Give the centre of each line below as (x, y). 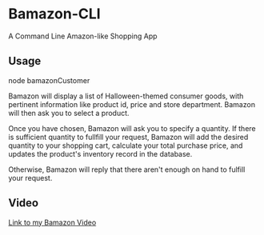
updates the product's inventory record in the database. (100, 153)
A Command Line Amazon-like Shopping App (83, 36)
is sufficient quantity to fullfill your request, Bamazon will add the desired (128, 137)
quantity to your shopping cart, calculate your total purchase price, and (126, 145)
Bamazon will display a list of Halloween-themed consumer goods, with (126, 96)
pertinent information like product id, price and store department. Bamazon (132, 104)
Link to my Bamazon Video (52, 222)
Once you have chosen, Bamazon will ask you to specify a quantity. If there (132, 128)
